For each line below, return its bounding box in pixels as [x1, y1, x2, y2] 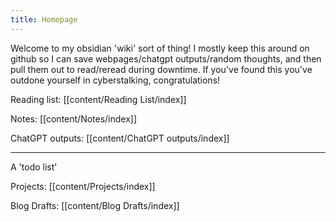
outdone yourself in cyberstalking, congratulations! [10, 74, 221, 86]
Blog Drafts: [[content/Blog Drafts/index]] [10, 199, 180, 211]
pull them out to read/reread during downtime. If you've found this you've [10, 63, 313, 75]
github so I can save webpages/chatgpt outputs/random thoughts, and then [10, 52, 322, 65]
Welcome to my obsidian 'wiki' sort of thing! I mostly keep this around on [10, 42, 310, 54]
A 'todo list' [10, 161, 58, 173]
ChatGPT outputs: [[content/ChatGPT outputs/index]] [10, 132, 230, 144]
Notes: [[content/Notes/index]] [10, 112, 138, 125]
